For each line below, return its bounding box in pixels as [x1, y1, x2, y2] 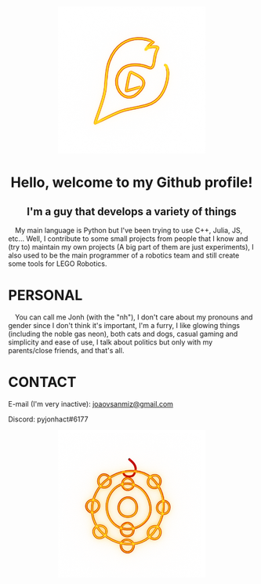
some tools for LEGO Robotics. [8, 259, 107, 268]
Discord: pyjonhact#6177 [8, 414, 89, 424]
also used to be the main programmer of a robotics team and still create [8, 250, 240, 260]
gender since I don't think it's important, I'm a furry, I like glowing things [8, 320, 241, 330]
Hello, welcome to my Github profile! [10, 173, 253, 192]
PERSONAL [8, 287, 83, 305]
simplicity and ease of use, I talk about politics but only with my [8, 337, 213, 347]
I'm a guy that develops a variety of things [27, 205, 237, 218]
